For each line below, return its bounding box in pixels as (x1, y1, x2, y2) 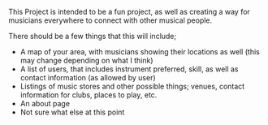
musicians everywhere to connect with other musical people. (8, 15, 213, 25)
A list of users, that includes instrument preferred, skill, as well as (19, 64, 239, 74)
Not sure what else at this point (19, 107, 125, 117)
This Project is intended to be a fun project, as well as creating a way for (8, 7, 250, 16)
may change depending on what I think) (19, 56, 153, 65)
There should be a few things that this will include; (8, 32, 177, 41)
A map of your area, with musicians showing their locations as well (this (19, 47, 260, 56)
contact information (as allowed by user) (19, 73, 156, 82)
